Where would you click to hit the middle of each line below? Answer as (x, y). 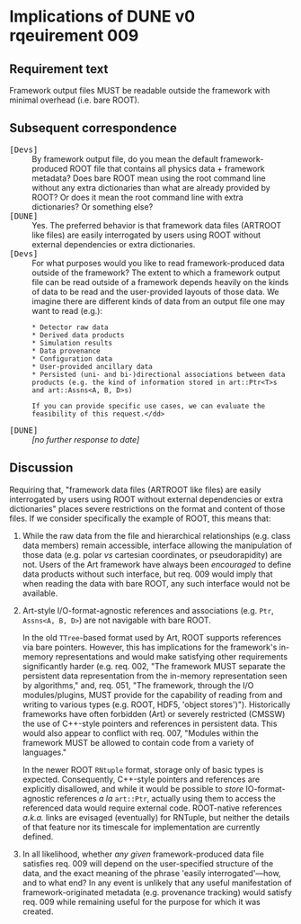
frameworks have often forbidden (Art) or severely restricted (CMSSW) (154, 713)
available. (40, 593)
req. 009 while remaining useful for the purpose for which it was (141, 902)
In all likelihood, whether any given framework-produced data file (143, 854)
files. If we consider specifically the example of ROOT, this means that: (140, 518)
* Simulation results (72, 343)
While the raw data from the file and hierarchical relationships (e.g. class (156, 535)
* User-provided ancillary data (92, 366)
